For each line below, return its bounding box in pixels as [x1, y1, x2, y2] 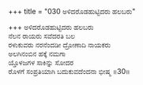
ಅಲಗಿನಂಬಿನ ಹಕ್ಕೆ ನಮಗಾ [8, 49, 66, 58]
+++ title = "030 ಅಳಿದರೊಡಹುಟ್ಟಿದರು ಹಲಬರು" [8, 7, 136, 16]
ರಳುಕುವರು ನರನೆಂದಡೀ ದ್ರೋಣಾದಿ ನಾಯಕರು [8, 40, 111, 50]
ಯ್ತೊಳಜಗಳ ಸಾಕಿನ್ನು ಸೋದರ [8, 58, 73, 67]
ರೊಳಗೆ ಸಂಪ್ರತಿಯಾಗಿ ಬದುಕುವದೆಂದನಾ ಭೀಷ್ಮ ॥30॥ [8, 67, 130, 76]
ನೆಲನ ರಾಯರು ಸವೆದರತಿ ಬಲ [8, 31, 76, 40]
